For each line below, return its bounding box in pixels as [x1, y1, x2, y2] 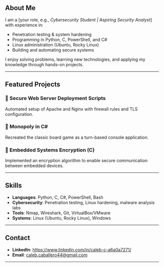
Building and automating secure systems [12, 47, 94, 53]
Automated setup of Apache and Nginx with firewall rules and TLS [5, 106, 138, 112]
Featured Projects [5, 80, 61, 89]
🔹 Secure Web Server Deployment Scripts [5, 95, 106, 102]
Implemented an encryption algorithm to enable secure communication [5, 158, 148, 164]
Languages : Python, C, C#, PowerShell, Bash [12, 194, 103, 200]
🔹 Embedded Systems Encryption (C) [5, 146, 95, 153]
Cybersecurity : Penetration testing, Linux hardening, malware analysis [12, 199, 155, 205]
